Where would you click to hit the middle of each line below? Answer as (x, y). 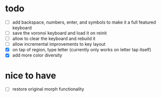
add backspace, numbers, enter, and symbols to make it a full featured (84, 22)
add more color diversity (37, 55)
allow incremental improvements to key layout (59, 44)
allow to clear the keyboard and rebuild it (54, 39)
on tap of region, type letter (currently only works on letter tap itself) (82, 50)
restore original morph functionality (48, 89)
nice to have (31, 76)
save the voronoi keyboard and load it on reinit (60, 33)
